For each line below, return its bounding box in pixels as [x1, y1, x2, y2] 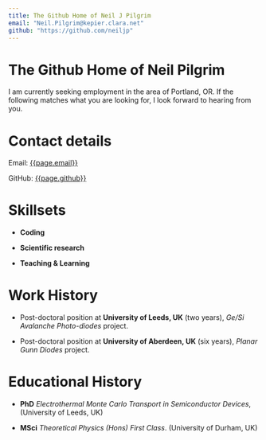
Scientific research [19, 243, 85, 253]
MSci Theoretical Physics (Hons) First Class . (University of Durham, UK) [19, 423, 258, 433]
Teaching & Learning [19, 259, 90, 268]
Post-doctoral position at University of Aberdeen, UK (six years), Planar [19, 337, 258, 346]
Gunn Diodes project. [19, 345, 90, 355]
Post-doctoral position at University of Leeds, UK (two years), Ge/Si [19, 313, 244, 322]
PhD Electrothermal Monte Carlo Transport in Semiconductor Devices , [19, 399, 252, 409]
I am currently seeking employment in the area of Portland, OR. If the [8, 87, 234, 96]
